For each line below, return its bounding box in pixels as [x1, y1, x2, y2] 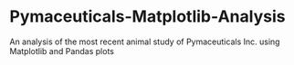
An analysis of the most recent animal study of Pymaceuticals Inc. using [9, 36, 280, 47]
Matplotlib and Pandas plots [9, 45, 114, 56]
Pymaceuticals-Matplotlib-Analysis [9, 6, 286, 27]
